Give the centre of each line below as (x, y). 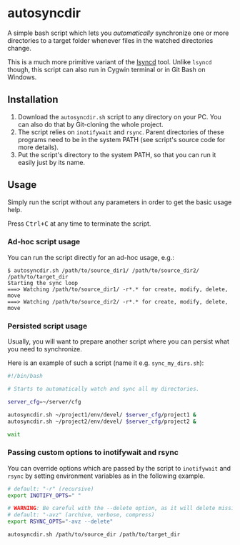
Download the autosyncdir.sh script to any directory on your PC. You (119, 116)
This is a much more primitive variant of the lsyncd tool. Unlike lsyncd (110, 61)
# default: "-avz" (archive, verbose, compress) (81, 515)
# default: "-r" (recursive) (51, 489)
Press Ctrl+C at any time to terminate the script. (79, 224)
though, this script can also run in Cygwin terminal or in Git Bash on (106, 69)
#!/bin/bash (25, 376)
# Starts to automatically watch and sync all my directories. (104, 389)
